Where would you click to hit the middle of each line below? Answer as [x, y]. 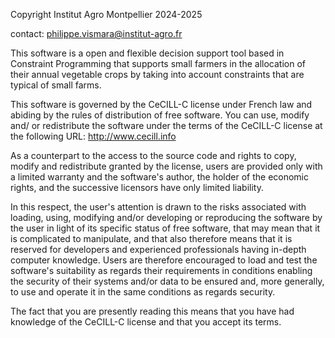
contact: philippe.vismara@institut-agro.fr [96, 33]
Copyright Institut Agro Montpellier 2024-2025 [106, 14]
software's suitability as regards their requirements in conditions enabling [161, 270]
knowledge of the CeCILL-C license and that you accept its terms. [146, 322]
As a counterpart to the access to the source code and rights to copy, [153, 155]
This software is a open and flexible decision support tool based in [147, 53]
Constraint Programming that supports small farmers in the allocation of [158, 63]
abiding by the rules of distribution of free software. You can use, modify [160, 115]
